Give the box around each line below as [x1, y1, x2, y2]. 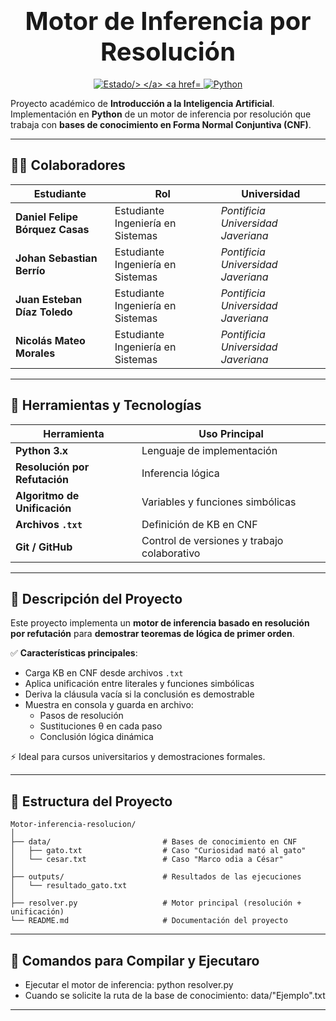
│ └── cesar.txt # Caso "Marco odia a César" [10, 855, 284, 865]
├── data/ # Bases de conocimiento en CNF [10, 837, 298, 847]
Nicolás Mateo [15, 333, 86, 347]
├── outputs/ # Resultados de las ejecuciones [10, 872, 302, 882]
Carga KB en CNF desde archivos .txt [24, 667, 184, 679]
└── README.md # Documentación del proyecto [10, 916, 288, 926]
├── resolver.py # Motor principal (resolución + [10, 898, 302, 909]
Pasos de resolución [39, 710, 124, 722]
